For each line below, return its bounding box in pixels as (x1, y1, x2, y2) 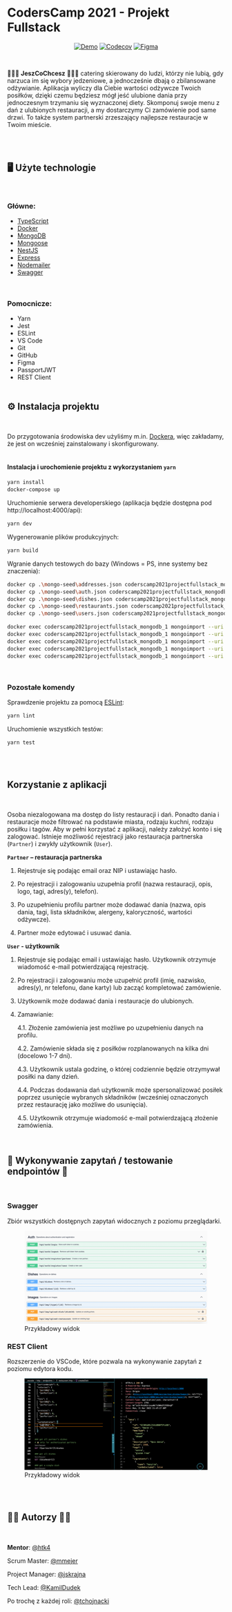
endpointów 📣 (7, 1165, 68, 1177)
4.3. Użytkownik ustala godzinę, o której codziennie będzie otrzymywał (17, 1065, 220, 1073)
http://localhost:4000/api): (7, 506, 83, 515)
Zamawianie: (17, 1010, 54, 1019)
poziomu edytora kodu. (7, 1365, 74, 1373)
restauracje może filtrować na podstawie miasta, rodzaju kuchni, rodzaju (7, 818, 214, 826)
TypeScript (17, 217, 49, 225)
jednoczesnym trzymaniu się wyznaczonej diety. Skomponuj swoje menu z (7, 98, 220, 106)
